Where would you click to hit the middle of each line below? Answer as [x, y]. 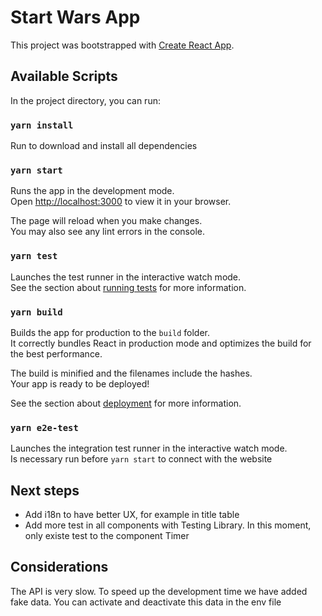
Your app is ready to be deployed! [80, 383]
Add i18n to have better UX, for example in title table [132, 515]
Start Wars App [75, 17]
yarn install [42, 125]
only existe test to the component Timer [107, 536]
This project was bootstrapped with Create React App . [122, 45]
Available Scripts [64, 76]
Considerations [59, 567]
